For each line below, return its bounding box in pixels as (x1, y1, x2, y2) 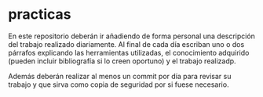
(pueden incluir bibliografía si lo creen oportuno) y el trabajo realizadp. (8, 56, 237, 66)
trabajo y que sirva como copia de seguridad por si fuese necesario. (8, 80, 229, 89)
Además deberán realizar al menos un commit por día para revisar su (8, 71, 232, 81)
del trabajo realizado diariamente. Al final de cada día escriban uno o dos (8, 39, 245, 48)
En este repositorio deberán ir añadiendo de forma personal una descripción (8, 31, 255, 41)
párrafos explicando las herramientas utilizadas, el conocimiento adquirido (8, 48, 250, 57)
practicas (8, 5, 71, 23)
